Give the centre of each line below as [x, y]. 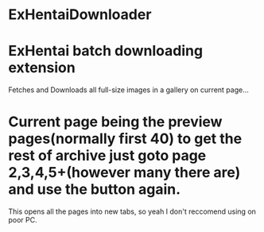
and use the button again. [95, 189]
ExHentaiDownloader [80, 15]
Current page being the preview [115, 122]
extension [42, 68]
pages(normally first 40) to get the [125, 139]
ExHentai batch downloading [106, 51]
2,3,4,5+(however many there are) [124, 173]
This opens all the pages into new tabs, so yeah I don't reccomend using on [132, 211]
